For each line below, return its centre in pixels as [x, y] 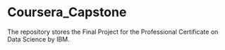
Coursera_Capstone [67, 12]
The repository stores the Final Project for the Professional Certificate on [113, 32]
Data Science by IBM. [39, 39]
